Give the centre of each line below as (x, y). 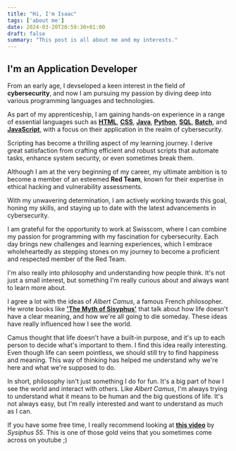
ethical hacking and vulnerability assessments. (75, 186)
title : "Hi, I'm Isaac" (42, 14)
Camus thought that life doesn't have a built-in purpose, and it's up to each (116, 337)
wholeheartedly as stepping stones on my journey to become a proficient (113, 251)
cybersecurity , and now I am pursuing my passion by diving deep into (110, 93)
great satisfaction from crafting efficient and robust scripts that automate (113, 150)
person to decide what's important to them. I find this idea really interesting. (117, 345)
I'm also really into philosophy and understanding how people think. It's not (116, 272)
